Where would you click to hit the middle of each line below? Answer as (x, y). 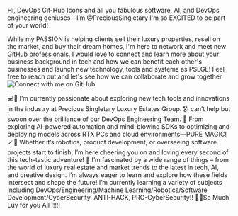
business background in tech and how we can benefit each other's (105, 62)
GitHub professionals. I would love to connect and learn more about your (113, 54)
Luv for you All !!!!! (34, 205)
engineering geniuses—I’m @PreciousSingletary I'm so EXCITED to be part (117, 18)
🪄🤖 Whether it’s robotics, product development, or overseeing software (112, 142)
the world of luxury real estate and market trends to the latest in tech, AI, (113, 167)
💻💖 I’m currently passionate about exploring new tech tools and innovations (119, 98)
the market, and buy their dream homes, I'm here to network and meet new (117, 46)
